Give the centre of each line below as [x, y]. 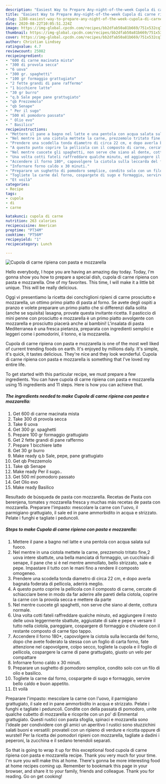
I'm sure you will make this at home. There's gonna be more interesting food [83, 761]
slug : [11, 19]
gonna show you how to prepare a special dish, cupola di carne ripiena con [82, 277]
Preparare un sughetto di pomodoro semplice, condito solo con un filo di [86, 668]
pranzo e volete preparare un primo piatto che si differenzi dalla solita [76, 308]
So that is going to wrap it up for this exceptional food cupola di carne [76, 750]
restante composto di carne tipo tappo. [52, 631]
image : [12, 28]
